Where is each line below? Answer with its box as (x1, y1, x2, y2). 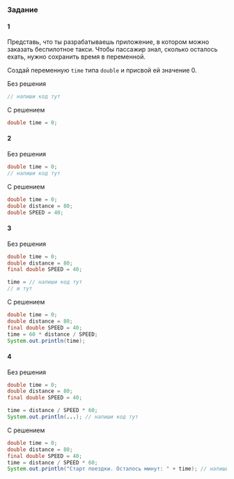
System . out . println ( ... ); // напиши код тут (7, 413, 139, 420)
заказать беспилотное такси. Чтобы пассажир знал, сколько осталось (7, 45, 218, 54)
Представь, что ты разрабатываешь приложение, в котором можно (7, 38, 210, 46)
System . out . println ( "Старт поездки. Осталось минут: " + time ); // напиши (7, 466, 229, 473)
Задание (7, 5, 38, 15)
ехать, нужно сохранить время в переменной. (7, 52, 146, 61)
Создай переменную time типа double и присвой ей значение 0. (7, 66, 197, 75)
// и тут (7, 285, 33, 293)
